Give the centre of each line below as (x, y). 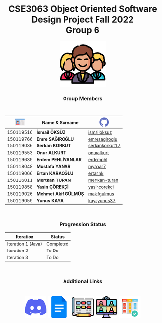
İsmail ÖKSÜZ (51, 132)
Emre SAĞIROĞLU (55, 139)
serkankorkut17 (104, 146)
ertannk (96, 173)
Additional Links (83, 281)
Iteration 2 (18, 251)
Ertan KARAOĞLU (55, 173)
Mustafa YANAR (54, 167)
